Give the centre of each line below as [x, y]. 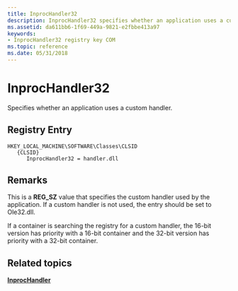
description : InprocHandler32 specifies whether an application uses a [115, 20]
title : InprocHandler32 [42, 14]
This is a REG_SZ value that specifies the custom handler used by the [109, 197]
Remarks [28, 180]
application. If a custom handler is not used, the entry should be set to [109, 205]
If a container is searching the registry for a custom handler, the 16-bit [109, 226]
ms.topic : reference [38, 47]
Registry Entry [40, 130]
